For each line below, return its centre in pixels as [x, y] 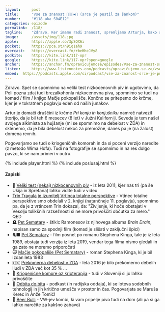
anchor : [13, 64]
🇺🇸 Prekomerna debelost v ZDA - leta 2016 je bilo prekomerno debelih [84, 263]
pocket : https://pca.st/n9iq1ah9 [44, 46]
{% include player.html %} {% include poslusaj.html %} [61, 163]
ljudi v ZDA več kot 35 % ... [40, 268]
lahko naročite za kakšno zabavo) [46, 305]
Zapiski [13, 174]
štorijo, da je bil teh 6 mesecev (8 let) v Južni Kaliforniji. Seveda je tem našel [82, 118]
